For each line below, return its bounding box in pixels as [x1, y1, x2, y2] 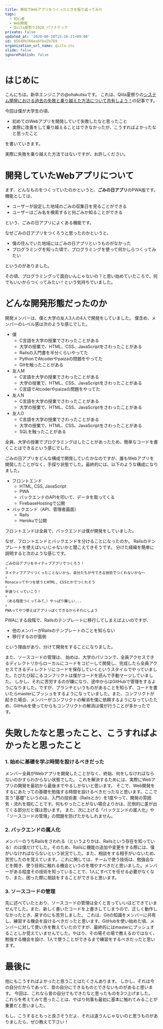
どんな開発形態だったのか [5, 298, 108, 309]
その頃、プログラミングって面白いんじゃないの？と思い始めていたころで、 [5, 273, 154, 279]
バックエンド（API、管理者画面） [12, 506, 79, 513]
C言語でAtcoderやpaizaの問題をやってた [19, 386, 100, 392]
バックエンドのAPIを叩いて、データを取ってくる [19, 494, 115, 500]
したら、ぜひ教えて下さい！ [13, 1019, 69, 1025]
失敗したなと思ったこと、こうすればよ [5, 728, 158, 739]
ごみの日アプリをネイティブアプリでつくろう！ [5, 561, 84, 566]
